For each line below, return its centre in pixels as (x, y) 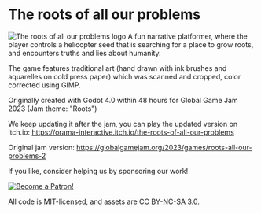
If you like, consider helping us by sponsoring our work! (98, 171)
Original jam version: (41, 147)
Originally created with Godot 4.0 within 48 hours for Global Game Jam (123, 100)
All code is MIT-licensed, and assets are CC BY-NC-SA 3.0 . (104, 201)
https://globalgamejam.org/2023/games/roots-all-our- (164, 147)
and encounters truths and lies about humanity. (85, 53)
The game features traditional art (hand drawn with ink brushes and (118, 68)
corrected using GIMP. (44, 85)
